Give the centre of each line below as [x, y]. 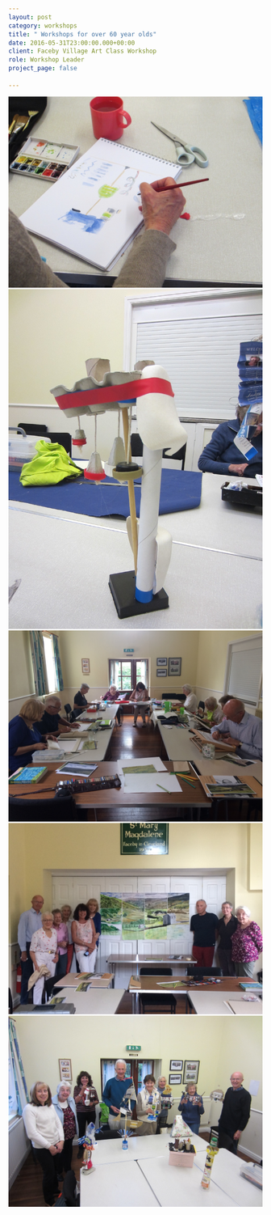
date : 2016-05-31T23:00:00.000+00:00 [72, 43]
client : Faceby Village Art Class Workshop [83, 51]
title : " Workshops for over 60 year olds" [83, 34]
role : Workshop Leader [46, 60]
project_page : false [43, 69]
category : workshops [43, 25]
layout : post [30, 17]
